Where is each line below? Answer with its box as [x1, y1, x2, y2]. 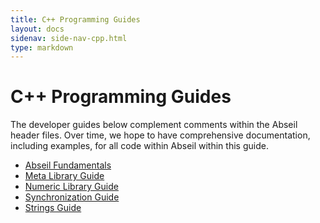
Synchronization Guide [24, 191, 120, 203]
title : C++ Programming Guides [10, 14, 141, 25]
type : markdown [10, 42, 74, 53]
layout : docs [10, 24, 65, 34]
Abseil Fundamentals [24, 159, 112, 171]
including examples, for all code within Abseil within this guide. [10, 140, 269, 152]
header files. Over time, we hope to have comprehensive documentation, [10, 129, 311, 141]
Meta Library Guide [24, 170, 105, 182]
